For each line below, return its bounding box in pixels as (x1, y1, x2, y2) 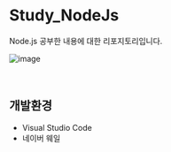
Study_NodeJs (9, 5, 120, 26)
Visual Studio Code (21, 122, 93, 133)
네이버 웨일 (21, 133, 61, 143)
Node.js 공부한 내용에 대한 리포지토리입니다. (9, 35, 163, 46)
